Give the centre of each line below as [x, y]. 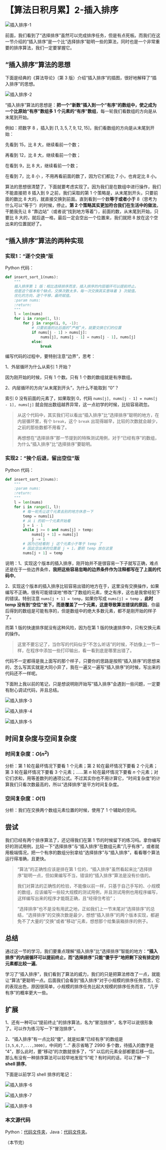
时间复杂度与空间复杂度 [41, 739]
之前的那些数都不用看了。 [43, 427]
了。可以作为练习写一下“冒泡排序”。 [42, 1029]
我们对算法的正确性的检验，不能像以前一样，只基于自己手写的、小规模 [89, 886]
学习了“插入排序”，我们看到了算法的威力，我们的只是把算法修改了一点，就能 [83, 974]
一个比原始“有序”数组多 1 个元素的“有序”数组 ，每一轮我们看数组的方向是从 [81, 111]
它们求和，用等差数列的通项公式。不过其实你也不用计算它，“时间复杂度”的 [81, 778]
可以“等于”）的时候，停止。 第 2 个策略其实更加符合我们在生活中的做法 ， [87, 205]
